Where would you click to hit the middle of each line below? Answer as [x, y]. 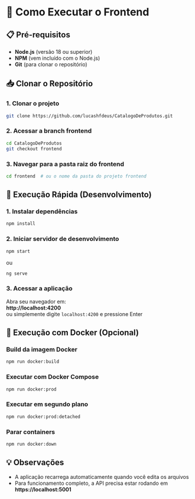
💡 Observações [35, 463]
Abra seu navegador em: [36, 301]
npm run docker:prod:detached [43, 417]
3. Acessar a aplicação [39, 288]
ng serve [17, 273]
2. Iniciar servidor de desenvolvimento [63, 239]
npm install [21, 224]
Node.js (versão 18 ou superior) [53, 52]
